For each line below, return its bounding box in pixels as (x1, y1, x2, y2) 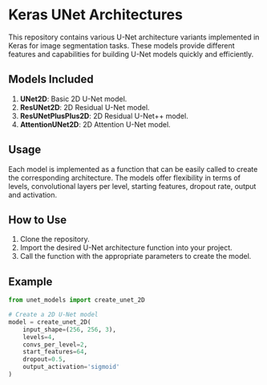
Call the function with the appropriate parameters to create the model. (19, 252, 252, 261)
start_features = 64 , (22, 348, 88, 356)
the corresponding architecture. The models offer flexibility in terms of (8, 173, 241, 182)
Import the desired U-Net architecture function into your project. (19, 243, 233, 252)
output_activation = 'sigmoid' (22, 363, 120, 371)
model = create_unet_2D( (8, 317, 91, 326)
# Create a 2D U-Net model (8, 311, 99, 319)
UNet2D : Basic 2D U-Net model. (19, 94, 127, 104)
